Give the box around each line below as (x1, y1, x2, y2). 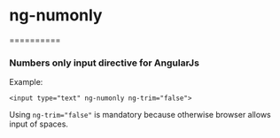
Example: (9, 77, 43, 88)
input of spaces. (9, 119, 69, 129)
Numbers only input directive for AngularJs (9, 57, 199, 69)
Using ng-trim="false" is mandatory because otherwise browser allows (9, 110, 272, 120)
